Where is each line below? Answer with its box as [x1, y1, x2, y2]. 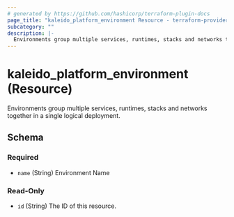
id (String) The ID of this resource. [17, 202, 117, 210]
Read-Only [7, 186, 45, 195]
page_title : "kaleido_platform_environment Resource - [7, 17, 170, 24]
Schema [7, 132, 44, 144]
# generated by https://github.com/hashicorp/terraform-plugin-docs [7, 10, 210, 17]
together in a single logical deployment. [7, 112, 120, 120]
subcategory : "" [7, 23, 54, 30]
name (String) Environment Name [17, 168, 110, 177]
